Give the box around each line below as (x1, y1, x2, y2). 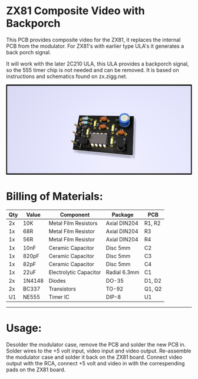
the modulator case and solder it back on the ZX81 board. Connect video (6, 353, 183, 361)
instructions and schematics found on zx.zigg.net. (6, 73, 128, 80)
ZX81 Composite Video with (6, 4, 146, 18)
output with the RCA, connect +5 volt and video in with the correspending (6, 360, 185, 367)
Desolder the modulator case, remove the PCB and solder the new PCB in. (6, 341, 186, 348)
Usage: (6, 321, 42, 335)
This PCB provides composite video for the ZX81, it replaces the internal (6, 36, 181, 43)
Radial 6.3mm (105, 269, 140, 276)
